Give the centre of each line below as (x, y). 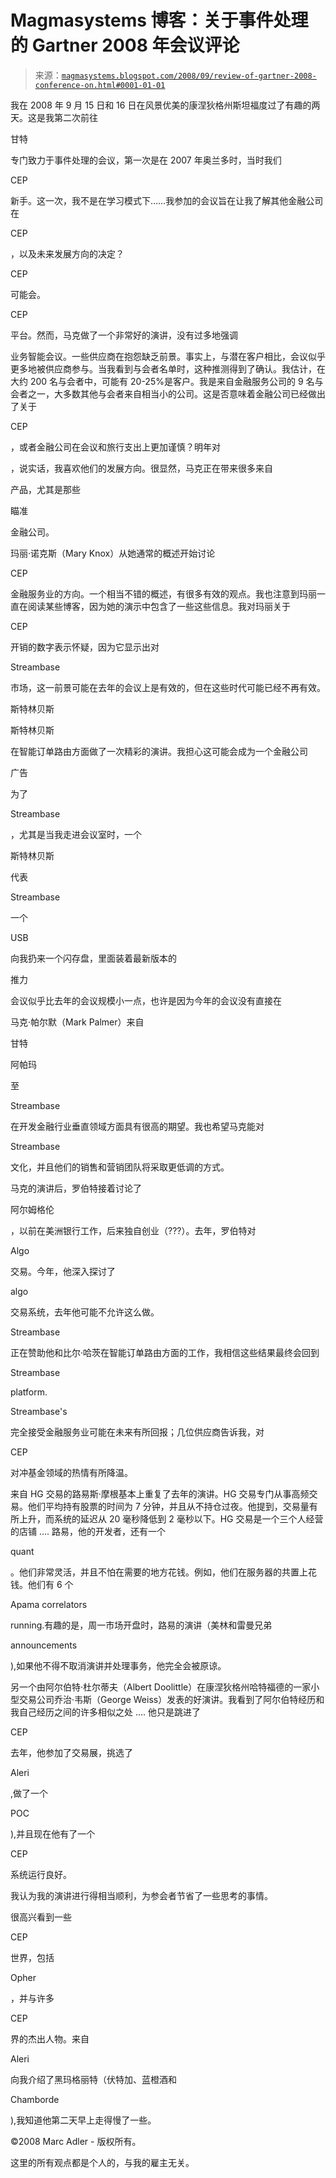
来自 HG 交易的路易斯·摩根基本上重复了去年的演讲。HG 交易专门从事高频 (160, 1493)
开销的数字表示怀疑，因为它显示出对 (85, 647)
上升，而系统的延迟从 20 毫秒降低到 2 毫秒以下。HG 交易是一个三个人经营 (171, 1518)
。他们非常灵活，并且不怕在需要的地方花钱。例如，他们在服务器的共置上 (159, 1572)
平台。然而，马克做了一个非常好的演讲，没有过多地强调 (124, 335)
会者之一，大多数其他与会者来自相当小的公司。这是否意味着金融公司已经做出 (168, 393)
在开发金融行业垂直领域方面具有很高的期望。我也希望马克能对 (137, 1126)
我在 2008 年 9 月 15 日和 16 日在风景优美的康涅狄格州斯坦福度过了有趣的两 (165, 105)
